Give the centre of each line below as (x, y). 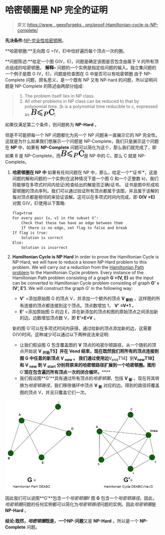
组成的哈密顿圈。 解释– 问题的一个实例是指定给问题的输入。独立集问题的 (83, 68)
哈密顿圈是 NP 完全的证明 (56, 10)
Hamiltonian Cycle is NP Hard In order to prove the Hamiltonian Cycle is (85, 256)
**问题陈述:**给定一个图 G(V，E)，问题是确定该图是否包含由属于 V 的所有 (80, 61)
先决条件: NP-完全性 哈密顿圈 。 (36, 40)
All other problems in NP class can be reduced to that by (82, 101)
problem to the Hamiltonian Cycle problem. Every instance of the (78, 272)
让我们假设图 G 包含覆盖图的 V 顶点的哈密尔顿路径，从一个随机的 (86, 345)
